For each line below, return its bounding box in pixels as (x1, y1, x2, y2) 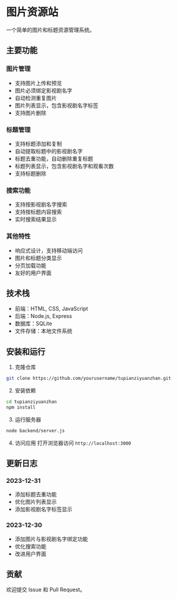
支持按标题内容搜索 (14, 208, 62, 216)
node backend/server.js (6, 428, 65, 433)
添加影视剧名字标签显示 (14, 506, 72, 513)
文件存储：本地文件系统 (14, 327, 72, 335)
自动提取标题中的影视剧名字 (14, 147, 83, 155)
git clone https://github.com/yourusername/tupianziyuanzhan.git (6, 376, 171, 382)
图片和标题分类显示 (14, 254, 62, 261)
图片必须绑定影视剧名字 (14, 87, 72, 94)
